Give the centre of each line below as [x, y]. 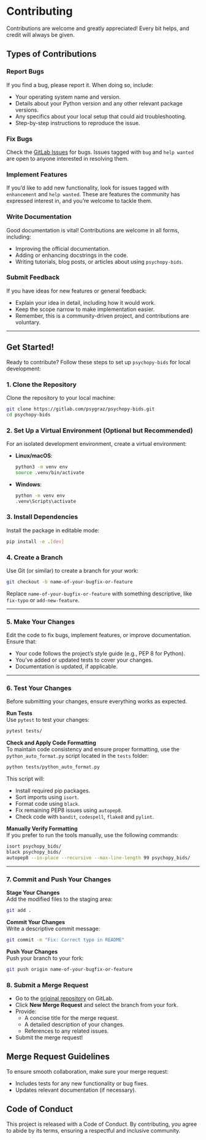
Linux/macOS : [34, 456]
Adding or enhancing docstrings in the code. [72, 255]
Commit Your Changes [36, 922]
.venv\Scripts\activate [46, 501]
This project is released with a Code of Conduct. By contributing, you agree [102, 1124]
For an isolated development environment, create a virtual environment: [97, 443]
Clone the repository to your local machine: [61, 397]
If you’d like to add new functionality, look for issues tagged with [88, 188]
